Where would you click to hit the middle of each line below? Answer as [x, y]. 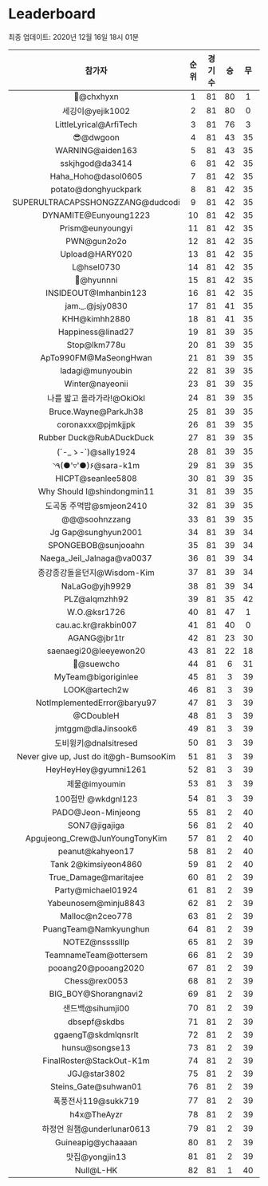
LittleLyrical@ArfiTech [96, 124]
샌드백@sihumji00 [96, 1008]
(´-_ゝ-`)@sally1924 [97, 451]
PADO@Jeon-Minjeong [96, 812]
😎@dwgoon [96, 137]
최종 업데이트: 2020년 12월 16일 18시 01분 [74, 37]
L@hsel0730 [96, 266]
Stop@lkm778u [96, 345]
